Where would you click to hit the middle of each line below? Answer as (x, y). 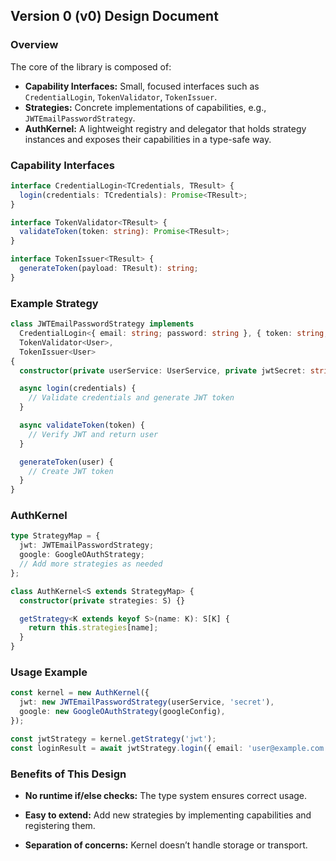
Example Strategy (54, 303)
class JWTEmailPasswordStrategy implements (102, 324)
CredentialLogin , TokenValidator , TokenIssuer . (121, 96)
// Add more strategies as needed (91, 564)
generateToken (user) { (66, 462)
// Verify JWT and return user (93, 434)
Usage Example (49, 672)
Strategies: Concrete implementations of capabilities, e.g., (145, 107)
